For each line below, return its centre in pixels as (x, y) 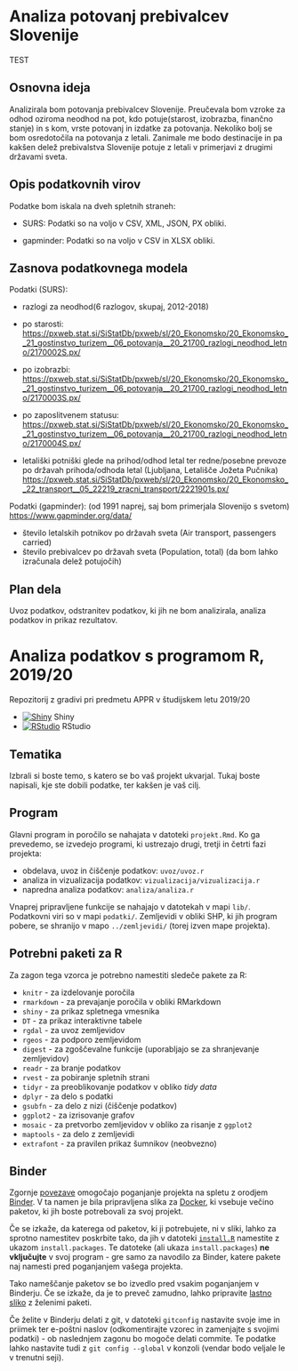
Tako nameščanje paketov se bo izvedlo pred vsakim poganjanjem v (134, 1284)
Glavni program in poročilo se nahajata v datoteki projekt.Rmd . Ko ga (135, 834)
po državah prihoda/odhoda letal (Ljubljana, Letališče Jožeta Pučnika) (150, 470)
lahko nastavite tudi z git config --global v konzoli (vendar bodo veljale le (147, 1348)
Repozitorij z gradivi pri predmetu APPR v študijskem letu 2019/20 (130, 700)
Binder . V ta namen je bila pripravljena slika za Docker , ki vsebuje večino (141, 1202)
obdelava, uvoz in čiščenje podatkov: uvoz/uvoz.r (113, 870)
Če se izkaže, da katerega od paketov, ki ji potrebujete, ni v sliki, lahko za (143, 1229)
